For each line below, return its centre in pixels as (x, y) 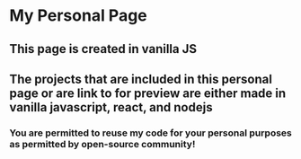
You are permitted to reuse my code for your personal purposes (150, 133)
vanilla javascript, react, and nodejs (111, 107)
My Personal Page (79, 16)
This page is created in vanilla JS (103, 49)
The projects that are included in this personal (141, 79)
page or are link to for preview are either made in (148, 93)
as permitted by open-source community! (102, 144)
